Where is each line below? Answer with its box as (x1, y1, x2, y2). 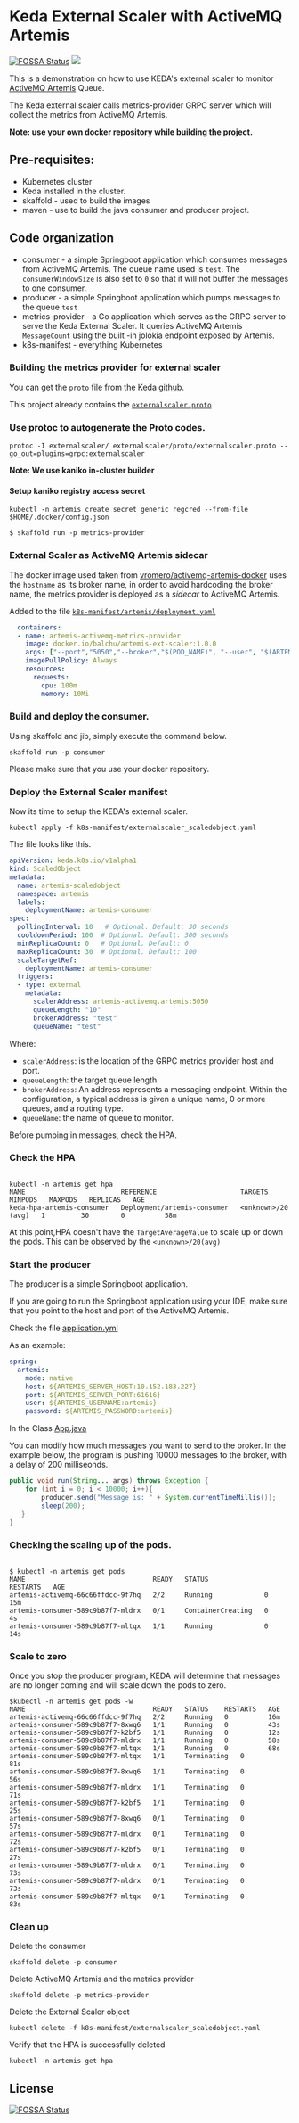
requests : (32, 672, 69, 681)
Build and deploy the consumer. (9, 711, 149, 723)
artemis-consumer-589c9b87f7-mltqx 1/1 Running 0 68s (9, 1744, 280, 1753)
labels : (17, 898, 46, 907)
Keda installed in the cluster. (21, 185, 126, 196)
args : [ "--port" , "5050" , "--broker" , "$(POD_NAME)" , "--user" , (25, 648, 257, 657)
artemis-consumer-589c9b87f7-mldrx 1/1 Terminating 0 (9, 1783, 245, 1792)
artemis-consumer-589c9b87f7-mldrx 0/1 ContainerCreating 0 (9, 1606, 269, 1615)
